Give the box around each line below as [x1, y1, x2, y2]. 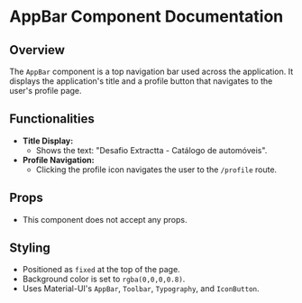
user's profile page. [9, 86, 83, 96]
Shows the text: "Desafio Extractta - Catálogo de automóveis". [35, 144, 268, 155]
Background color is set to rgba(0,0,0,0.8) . [22, 273, 186, 285]
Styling [9, 241, 51, 256]
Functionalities [9, 111, 95, 127]
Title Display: [22, 135, 74, 146]
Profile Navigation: [22, 154, 95, 165]
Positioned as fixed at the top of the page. [22, 264, 180, 275]
